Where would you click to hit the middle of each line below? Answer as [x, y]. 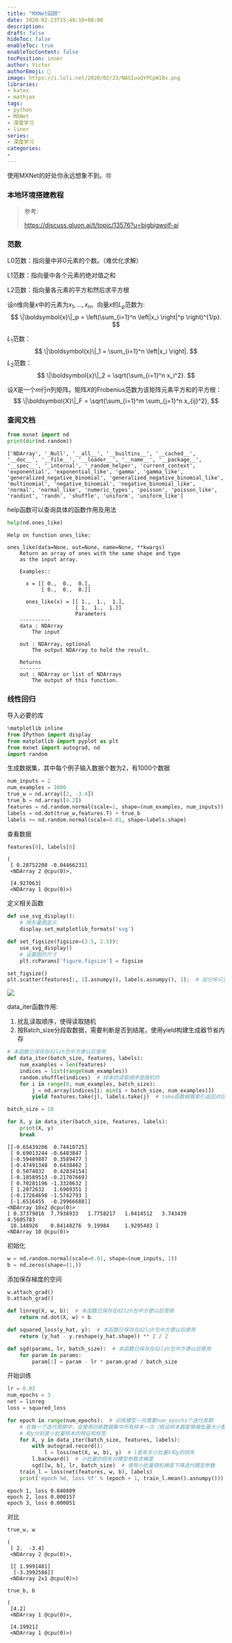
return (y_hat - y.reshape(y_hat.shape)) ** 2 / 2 [94, 1336]
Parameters [91, 614]
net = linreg [26, 1402]
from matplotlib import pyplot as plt [63, 741]
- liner [18, 129]
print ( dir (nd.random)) [40, 441]
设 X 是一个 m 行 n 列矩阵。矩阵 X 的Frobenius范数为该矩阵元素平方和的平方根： [115, 389]
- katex [18, 91]
